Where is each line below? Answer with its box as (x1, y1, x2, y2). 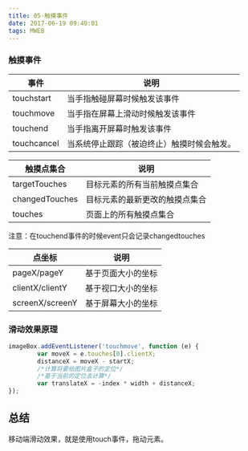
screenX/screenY (12, 297, 78, 308)
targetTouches (12, 178, 67, 189)
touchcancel (12, 137, 59, 148)
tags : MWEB (8, 26, 45, 35)
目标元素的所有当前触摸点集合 (85, 178, 199, 189)
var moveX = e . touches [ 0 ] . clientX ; (37, 350, 157, 358)
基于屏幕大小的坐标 (85, 298, 158, 309)
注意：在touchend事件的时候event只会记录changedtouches (8, 230, 205, 241)
